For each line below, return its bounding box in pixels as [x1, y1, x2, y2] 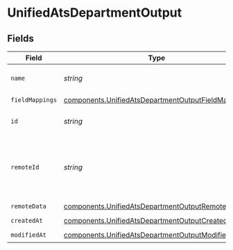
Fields [7, 33, 35, 44]
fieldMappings [10, 96, 58, 103]
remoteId [10, 163, 40, 171]
